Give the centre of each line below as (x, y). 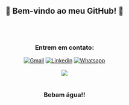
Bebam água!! (64, 95)
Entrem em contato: (64, 47)
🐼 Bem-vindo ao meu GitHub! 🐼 (64, 11)
